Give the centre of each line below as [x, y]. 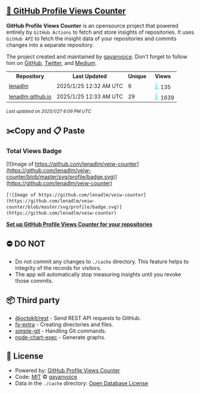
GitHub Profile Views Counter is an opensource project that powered [92, 25]
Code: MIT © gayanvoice [46, 377]
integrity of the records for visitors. [58, 268]
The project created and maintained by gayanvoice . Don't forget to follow [97, 56]
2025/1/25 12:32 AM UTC [89, 86]
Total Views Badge [34, 151]
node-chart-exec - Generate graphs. [60, 337]
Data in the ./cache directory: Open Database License [81, 383]
